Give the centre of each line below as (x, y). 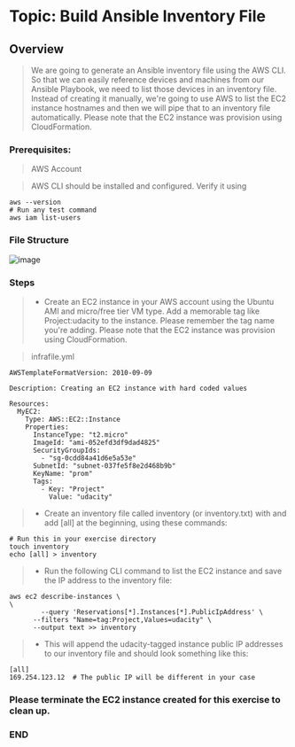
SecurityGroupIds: (66, 450)
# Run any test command (53, 210)
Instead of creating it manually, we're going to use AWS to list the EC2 (158, 98)
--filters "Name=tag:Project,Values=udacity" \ (122, 619)
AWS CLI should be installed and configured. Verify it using (139, 186)
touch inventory (39, 547)
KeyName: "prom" (62, 473)
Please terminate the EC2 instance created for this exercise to (145, 699)
